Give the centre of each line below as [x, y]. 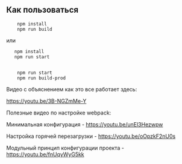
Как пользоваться [42, 10]
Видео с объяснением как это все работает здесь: [72, 89]
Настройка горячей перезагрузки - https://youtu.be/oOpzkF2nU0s [91, 136]
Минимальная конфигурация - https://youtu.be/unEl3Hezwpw [85, 124]
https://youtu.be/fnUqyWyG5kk [45, 154]
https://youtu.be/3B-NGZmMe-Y [46, 101]
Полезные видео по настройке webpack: [59, 113]
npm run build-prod [42, 78]
